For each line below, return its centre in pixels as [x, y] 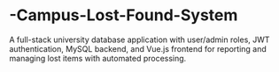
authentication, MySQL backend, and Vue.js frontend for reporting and [138, 48]
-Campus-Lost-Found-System [124, 15]
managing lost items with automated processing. [98, 58]
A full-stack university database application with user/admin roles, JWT [139, 40]
